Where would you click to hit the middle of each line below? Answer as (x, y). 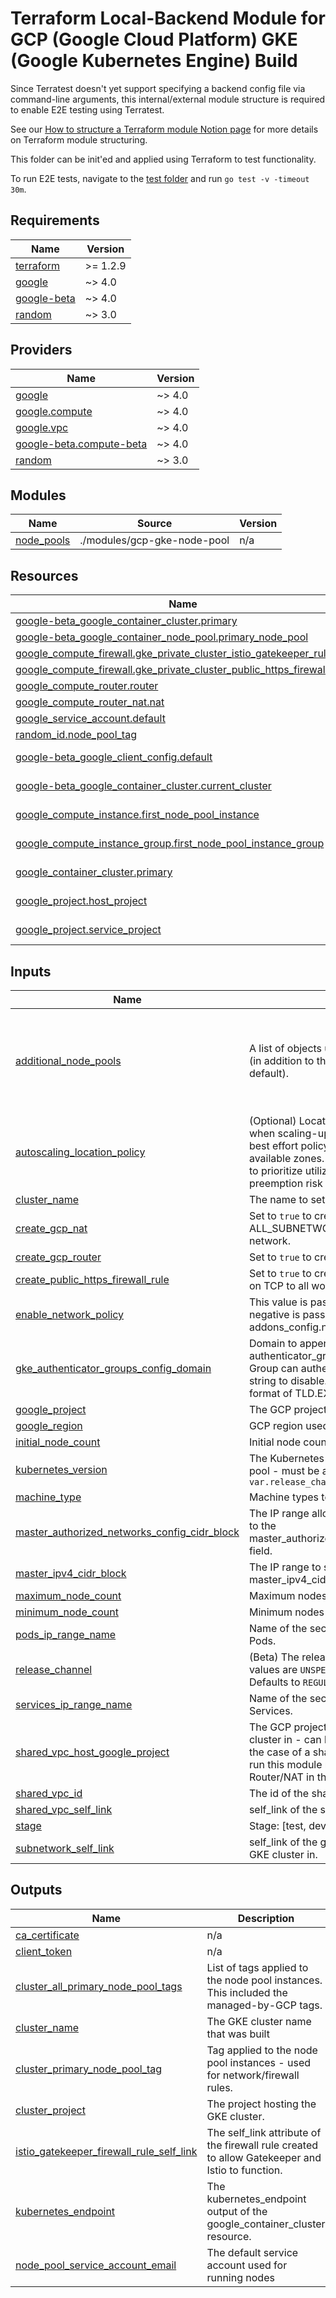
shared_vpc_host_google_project (92, 1752)
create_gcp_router (58, 1257)
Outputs (36, 1890)
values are (273, 1669)
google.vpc (42, 427)
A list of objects (285, 1048)
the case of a (279, 1752)
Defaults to (274, 1682)
